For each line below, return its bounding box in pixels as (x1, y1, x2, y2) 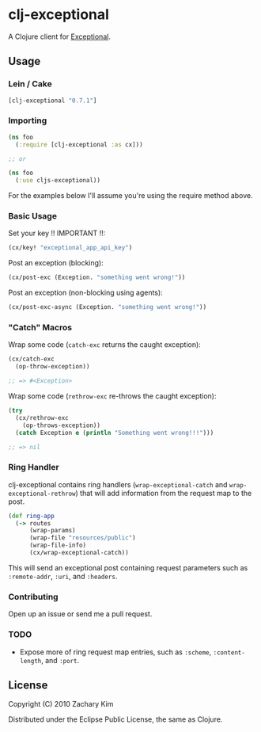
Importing (8, 115, 47, 126)
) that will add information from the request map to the (75, 488, 252, 498)
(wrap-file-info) (28, 541, 87, 550)
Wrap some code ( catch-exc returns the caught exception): (8, 340, 202, 349)
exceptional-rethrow (8, 490, 77, 498)
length (19, 657, 42, 665)
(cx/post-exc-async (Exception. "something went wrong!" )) (8, 303, 207, 311)
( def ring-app (8, 512, 55, 520)
